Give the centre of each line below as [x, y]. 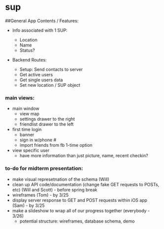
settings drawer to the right [47, 119]
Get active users [36, 74]
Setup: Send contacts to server [51, 69]
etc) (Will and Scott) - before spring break [55, 190]
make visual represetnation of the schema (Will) [61, 179]
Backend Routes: [29, 60]
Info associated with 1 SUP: [40, 30]
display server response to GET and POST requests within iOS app [80, 200]
